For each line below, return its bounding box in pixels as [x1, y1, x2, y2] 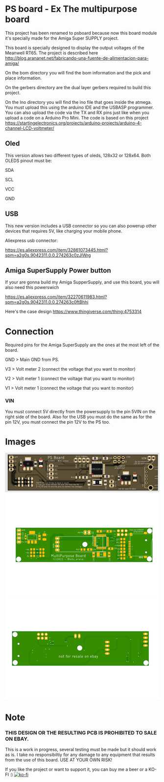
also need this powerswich [5, 284, 59, 290]
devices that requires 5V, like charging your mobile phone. [5, 228, 122, 234]
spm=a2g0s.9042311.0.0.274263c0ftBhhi [5, 299, 89, 305]
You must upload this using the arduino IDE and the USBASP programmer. [5, 104, 154, 110]
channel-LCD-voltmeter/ [5, 125, 55, 131]
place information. [5, 75, 42, 81]
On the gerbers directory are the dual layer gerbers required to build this [5, 84, 151, 90]
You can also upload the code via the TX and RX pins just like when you [5, 109, 149, 116]
